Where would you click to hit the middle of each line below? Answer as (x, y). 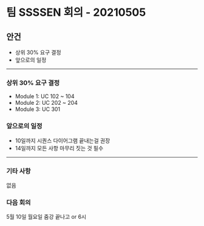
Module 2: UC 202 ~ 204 (46, 103)
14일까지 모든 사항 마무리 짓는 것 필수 (59, 148)
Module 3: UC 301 (38, 109)
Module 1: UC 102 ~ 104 (45, 96)
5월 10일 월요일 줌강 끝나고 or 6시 (46, 217)
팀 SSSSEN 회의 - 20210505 (76, 12)
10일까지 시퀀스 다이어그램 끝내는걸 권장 (63, 141)
